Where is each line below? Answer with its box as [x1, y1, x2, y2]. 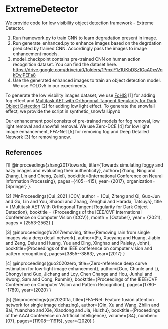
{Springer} [5, 183, 27, 189]
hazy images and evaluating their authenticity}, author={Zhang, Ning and [5, 167, 156, 173]
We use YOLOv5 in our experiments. [12, 82, 88, 88]
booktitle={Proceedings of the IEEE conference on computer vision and [5, 245, 153, 251]
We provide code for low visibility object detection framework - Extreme [5, 20, 154, 26]
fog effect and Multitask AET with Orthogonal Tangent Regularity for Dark [5, 97, 157, 103]
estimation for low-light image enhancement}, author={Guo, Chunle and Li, [5, 265, 160, 271]
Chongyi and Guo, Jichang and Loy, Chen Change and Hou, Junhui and [5, 271, 153, 277]
